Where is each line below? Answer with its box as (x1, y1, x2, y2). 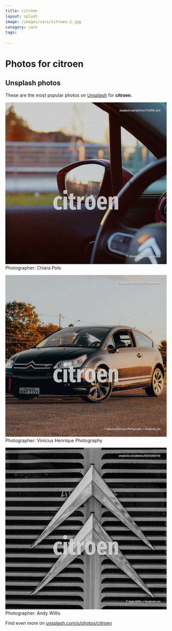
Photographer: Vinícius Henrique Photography (5, 437, 103, 444)
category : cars (5, 25, 38, 30)
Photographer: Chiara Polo (5, 265, 61, 271)
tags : (5, 30, 17, 35)
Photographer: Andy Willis (5, 610, 60, 616)
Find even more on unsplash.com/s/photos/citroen (5, 620, 112, 626)
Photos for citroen (5, 58, 84, 70)
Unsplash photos (5, 79, 61, 87)
